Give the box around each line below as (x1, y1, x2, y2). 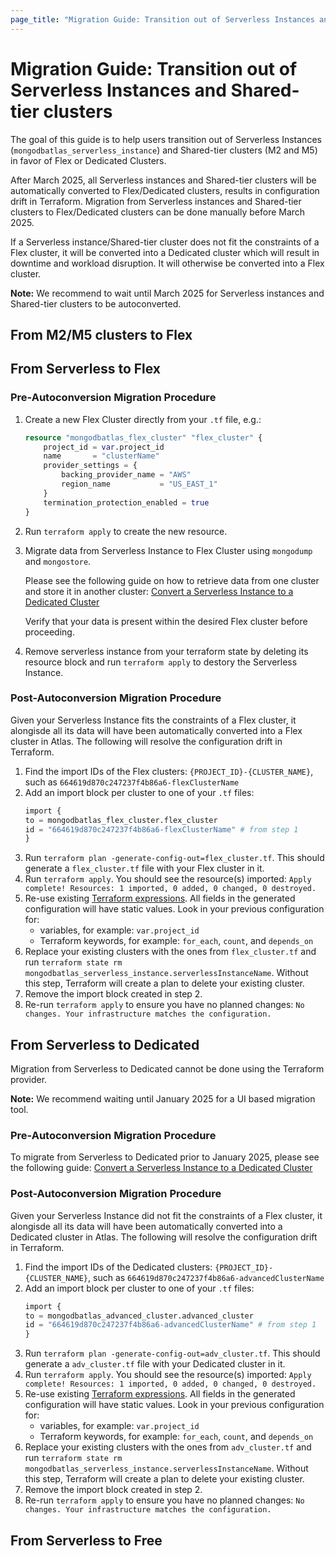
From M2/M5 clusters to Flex (10, 326, 193, 343)
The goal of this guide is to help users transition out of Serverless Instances (10, 133, 322, 145)
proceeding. (24, 626, 75, 638)
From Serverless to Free (10, 1532, 163, 1549)
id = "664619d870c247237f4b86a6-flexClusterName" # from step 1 (24, 824, 299, 835)
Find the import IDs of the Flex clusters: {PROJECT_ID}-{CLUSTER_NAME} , (24, 765, 314, 777)
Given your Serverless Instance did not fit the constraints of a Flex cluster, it (10, 1209, 323, 1221)
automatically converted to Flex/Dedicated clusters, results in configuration (10, 184, 320, 196)
